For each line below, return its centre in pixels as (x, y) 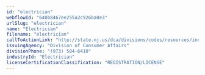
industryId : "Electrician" (41, 57)
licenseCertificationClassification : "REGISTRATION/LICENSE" (86, 62)
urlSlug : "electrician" (37, 23)
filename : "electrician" (38, 34)
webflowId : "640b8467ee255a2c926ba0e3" (57, 18)
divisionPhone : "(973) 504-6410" (49, 51)
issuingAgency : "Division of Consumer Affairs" (68, 46)
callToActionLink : (30, 40)
